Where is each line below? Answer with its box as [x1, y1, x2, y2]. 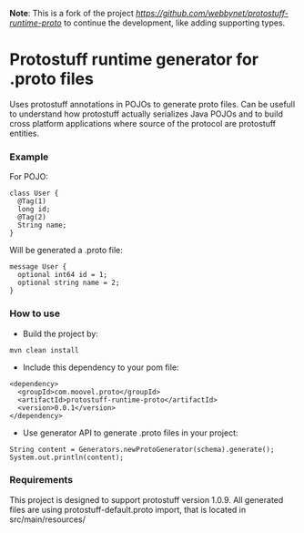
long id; [17, 205, 51, 214]
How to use [9, 307, 61, 320]
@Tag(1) [17, 197, 47, 206]
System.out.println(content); [9, 453, 125, 462]
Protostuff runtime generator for [9, 49, 259, 70]
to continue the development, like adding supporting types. [63, 17, 286, 28]
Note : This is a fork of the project [9, 8, 134, 18]
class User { [9, 189, 59, 199]
